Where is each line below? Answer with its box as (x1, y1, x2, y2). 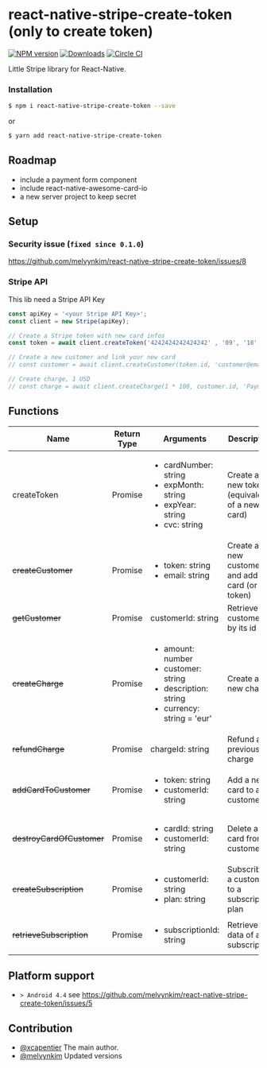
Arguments (163, 433, 207, 444)
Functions (8, 404, 60, 418)
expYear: (164, 499, 196, 510)
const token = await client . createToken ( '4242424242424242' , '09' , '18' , (8, 339, 261, 347)
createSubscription (12, 884, 83, 895)
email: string (164, 570, 210, 581)
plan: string (164, 893, 206, 904)
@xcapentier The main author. (19, 1043, 119, 1052)
